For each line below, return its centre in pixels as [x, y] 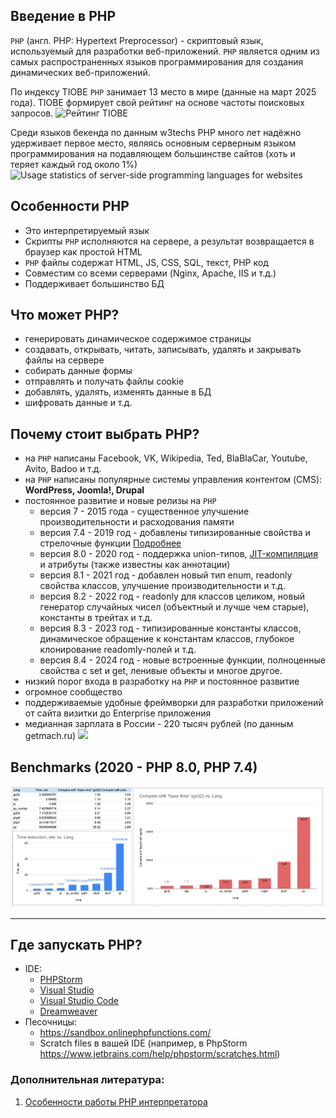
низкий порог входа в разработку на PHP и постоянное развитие [162, 681]
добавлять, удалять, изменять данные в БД [118, 392]
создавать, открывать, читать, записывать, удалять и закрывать [163, 350]
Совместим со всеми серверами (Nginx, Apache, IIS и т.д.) [150, 273]
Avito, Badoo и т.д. [63, 469]
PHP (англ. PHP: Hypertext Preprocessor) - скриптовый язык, [137, 40]
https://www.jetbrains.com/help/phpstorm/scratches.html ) [160, 1054]
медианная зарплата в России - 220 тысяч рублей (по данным [159, 724]
